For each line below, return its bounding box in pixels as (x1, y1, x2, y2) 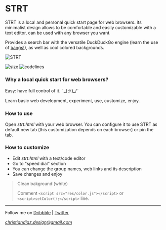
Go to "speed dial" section (12, 160, 66, 166)
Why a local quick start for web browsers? (5, 76, 109, 83)
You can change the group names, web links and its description (12, 166, 142, 172)
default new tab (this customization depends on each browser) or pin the (5, 126, 154, 132)
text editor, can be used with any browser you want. (5, 30, 111, 36)
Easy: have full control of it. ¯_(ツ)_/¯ (5, 88, 79, 94)
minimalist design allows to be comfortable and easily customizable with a (5, 24, 156, 30)
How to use (5, 110, 33, 117)
